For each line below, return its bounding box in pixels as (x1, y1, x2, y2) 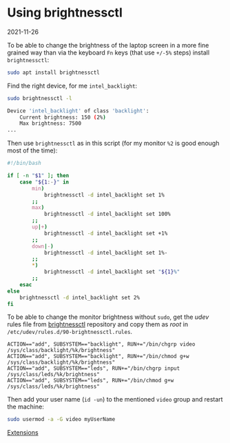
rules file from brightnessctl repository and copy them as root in (7, 320, 188, 328)
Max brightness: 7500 (19, 120, 81, 127)
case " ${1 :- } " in (19, 178, 70, 186)
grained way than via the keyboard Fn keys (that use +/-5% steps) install (7, 48, 210, 57)
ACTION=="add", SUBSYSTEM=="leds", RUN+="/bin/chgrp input (7, 365, 180, 372)
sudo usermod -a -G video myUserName (7, 416, 116, 423)
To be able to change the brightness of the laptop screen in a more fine (7, 41, 209, 49)
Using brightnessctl (7, 5, 123, 21)
